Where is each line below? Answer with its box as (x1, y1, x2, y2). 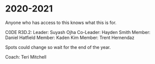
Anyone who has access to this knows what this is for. (5, 19, 116, 25)
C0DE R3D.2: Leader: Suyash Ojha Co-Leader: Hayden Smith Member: (5, 29, 151, 35)
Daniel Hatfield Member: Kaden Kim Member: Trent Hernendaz (5, 34, 134, 40)
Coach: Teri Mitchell (5, 53, 46, 60)
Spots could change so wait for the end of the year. (5, 44, 111, 50)
